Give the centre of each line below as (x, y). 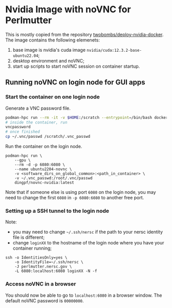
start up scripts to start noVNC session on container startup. (76, 66)
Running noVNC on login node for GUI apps (75, 82)
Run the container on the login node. (44, 146)
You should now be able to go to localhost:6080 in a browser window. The (84, 295)
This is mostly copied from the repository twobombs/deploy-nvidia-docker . (84, 34)
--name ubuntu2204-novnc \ (43, 169)
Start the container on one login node (52, 97)
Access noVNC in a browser (41, 284)
